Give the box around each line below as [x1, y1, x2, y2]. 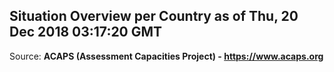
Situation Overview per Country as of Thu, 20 [9, 8, 299, 25]
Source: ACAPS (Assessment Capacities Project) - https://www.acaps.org [9, 50, 324, 62]
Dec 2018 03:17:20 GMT [9, 24, 163, 41]
